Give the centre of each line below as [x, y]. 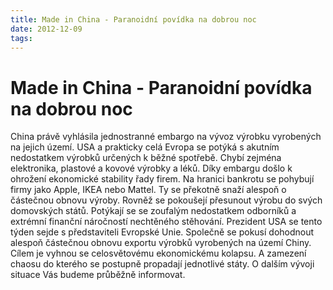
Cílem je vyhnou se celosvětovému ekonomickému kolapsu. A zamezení [158, 253]
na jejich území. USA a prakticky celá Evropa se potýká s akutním [145, 147]
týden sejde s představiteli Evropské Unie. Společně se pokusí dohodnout [162, 232]
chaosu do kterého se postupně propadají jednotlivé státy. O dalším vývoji [162, 264]
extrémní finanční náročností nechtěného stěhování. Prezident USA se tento [166, 222]
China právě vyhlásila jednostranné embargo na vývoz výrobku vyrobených [166, 137]
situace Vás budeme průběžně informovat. [98, 275]
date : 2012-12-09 [46, 29]
